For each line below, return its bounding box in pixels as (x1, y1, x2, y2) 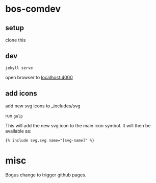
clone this (5, 37, 26, 43)
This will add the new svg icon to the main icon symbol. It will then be (5, 122, 151, 128)
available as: (5, 128, 32, 134)
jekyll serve (5, 65, 33, 71)
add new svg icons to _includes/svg (5, 103, 81, 109)
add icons (5, 89, 37, 98)
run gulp (5, 112, 23, 119)
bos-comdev (5, 3, 61, 15)
